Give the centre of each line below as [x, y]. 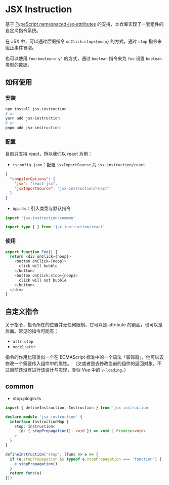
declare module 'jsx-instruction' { [44, 417]
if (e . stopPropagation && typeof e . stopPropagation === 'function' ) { [86, 459]
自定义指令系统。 [23, 30]
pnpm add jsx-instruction [32, 128]
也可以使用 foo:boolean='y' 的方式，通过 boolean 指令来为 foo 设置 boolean [83, 58]
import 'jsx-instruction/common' [40, 218]
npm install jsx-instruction [36, 109]
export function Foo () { [31, 252]
